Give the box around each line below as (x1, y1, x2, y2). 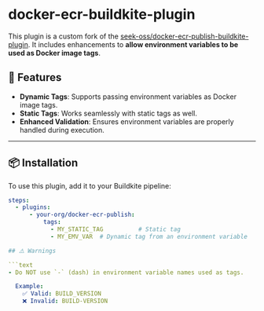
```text (8, 261, 34, 269)
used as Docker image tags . (8, 48, 101, 57)
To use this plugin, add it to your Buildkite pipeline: (8, 181, 171, 190)
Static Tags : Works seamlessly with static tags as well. (19, 108, 198, 118)
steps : (8, 196, 30, 204)
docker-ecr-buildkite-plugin (8, 5, 196, 24)
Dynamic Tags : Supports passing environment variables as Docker (19, 92, 237, 101)
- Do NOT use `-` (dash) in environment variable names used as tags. (8, 269, 244, 276)
